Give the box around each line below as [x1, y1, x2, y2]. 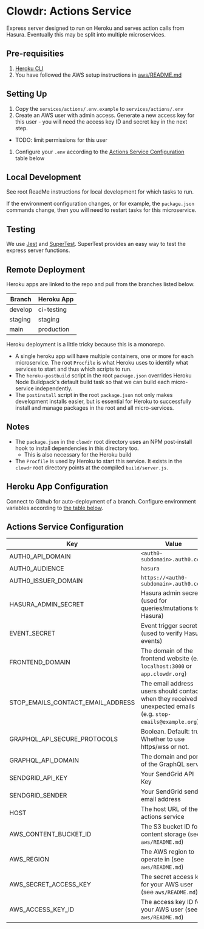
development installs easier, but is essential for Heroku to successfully [15, 398, 192, 405]
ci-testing [38, 306, 67, 314]
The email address [140, 679, 194, 688]
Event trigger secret [140, 622, 197, 630]
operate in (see [140, 855, 184, 864]
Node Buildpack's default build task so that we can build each [15, 379, 170, 385]
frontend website [140, 654, 189, 663]
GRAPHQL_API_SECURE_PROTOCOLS [9, 735, 118, 743]
